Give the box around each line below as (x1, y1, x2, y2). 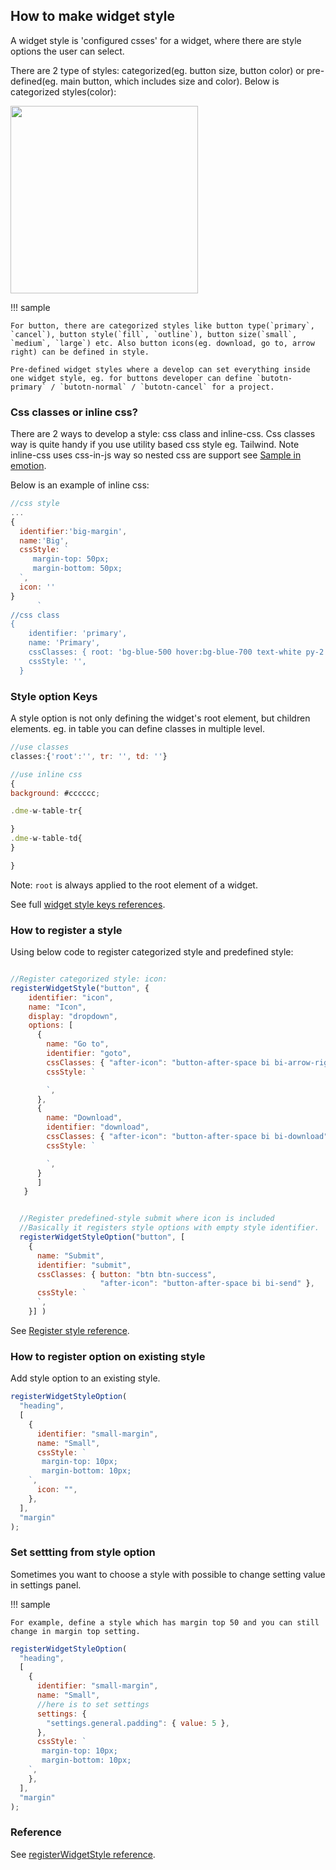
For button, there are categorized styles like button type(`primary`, (10, 320, 315, 331)
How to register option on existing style (10, 1349, 206, 1363)
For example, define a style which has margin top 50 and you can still (10, 1617, 320, 1628)
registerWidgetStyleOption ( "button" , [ (19, 1232, 186, 1243)
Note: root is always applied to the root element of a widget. (10, 879, 258, 891)
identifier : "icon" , (28, 992, 114, 1003)
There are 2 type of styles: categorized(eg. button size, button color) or (10, 64, 305, 76)
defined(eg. (10, 75, 59, 87)
